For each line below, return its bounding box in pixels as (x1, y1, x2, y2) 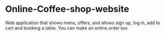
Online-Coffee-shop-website (5, 3, 129, 15)
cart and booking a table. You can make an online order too (5, 25, 128, 31)
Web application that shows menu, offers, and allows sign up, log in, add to (5, 20, 160, 26)
